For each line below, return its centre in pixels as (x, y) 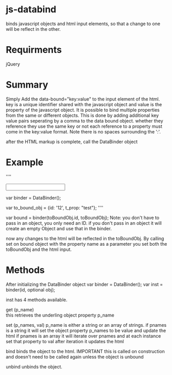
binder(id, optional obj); (30, 290)
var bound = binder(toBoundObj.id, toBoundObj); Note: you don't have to (83, 218)
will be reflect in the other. (33, 29)
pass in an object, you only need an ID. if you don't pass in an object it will (84, 223)
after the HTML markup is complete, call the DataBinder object (72, 142)
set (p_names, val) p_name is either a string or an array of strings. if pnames (86, 325)
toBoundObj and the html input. (39, 249)
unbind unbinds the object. (34, 367)
